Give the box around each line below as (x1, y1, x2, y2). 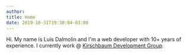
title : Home (6, 14, 36, 20)
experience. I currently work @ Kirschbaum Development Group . (6, 42, 164, 49)
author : (6, 8, 25, 15)
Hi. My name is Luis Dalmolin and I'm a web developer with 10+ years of (6, 36, 182, 43)
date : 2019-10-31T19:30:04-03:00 (6, 20, 89, 25)
